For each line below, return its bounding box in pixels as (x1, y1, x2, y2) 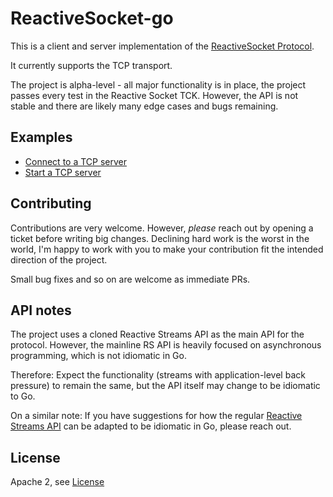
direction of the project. (10, 253, 108, 266)
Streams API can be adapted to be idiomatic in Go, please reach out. (10, 420, 292, 432)
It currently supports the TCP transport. (10, 59, 173, 71)
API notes (10, 302, 72, 319)
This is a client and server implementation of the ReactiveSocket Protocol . (10, 40, 315, 52)
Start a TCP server (24, 166, 102, 178)
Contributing (10, 195, 92, 212)
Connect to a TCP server (24, 155, 128, 167)
